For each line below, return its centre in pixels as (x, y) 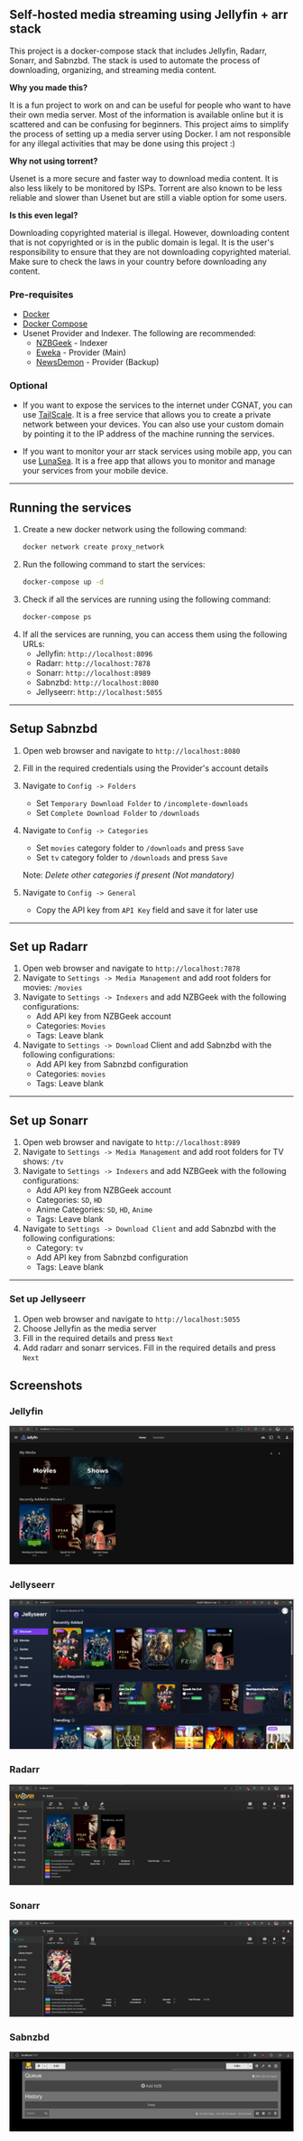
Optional (28, 386)
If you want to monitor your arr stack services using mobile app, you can (157, 452)
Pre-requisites (41, 295)
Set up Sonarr (49, 1120)
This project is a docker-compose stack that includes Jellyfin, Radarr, (138, 51)
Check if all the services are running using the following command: (147, 599)
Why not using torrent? (54, 161)
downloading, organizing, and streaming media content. (113, 70)
